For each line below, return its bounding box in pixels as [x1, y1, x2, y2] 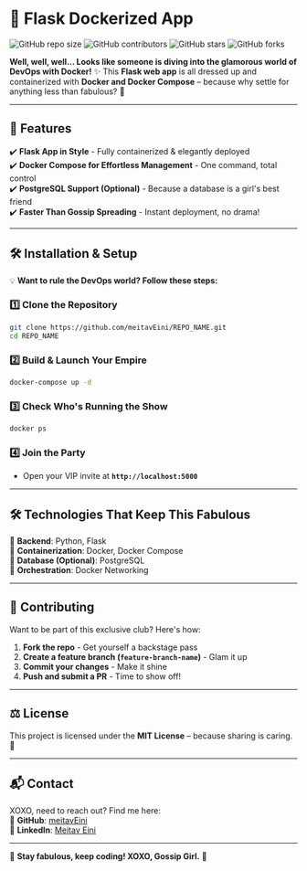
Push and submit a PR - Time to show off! [22, 671, 181, 682]
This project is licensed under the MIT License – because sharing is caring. [9, 730, 293, 741]
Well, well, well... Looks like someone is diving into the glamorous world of [9, 56, 297, 67]
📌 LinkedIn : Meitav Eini [9, 824, 96, 835]
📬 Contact [9, 776, 74, 791]
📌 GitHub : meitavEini [9, 814, 89, 825]
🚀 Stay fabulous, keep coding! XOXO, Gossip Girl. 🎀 [9, 850, 207, 862]
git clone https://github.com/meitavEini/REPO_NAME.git [9, 323, 227, 332]
